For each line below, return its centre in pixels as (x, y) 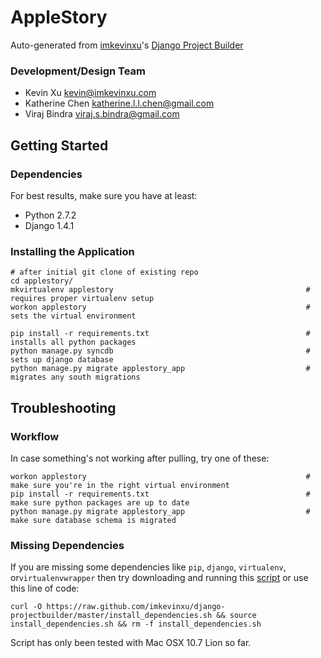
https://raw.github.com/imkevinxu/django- (136, 607)
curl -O (26, 607)
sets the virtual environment (73, 316)
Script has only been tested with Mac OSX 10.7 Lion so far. (131, 643)
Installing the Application (72, 251)
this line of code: (45, 588)
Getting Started (59, 145)
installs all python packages (73, 342)
